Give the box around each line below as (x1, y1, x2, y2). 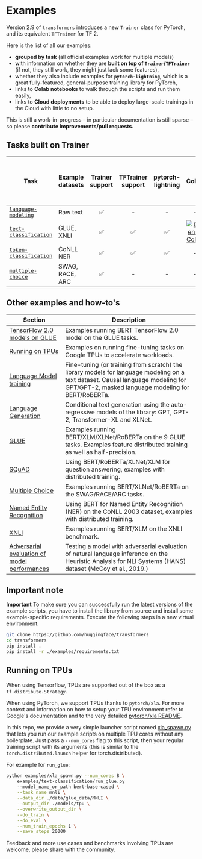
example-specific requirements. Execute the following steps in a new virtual (6, 614, 194, 621)
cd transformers (6, 637, 47, 643)
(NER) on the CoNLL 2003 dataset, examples (65, 507, 193, 516)
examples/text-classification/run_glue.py (17, 778, 125, 784)
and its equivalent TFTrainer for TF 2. (6, 30, 99, 37)
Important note (6, 585, 64, 595)
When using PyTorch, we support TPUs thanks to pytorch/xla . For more (6, 699, 185, 707)
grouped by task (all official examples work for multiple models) (14, 53, 174, 60)
